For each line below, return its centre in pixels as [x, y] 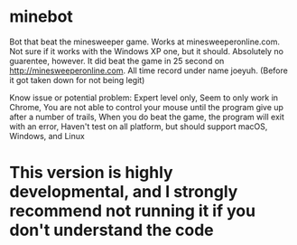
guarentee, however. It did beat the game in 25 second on [117, 61]
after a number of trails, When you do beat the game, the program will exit [147, 117]
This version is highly [91, 173]
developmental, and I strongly [124, 192]
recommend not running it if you [132, 211]
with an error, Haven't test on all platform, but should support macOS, [139, 126]
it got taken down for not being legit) [77, 80]
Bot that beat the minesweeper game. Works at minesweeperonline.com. [145, 42]
